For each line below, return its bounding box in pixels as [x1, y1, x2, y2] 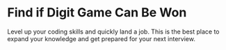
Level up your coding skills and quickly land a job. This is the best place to [7, 27, 220, 36]
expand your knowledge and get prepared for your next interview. [7, 34, 196, 42]
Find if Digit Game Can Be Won [7, 5, 187, 21]
